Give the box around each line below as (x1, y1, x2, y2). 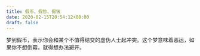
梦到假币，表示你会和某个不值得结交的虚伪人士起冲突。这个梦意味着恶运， (6, 37, 189, 44)
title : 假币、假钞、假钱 (6, 8, 61, 15)
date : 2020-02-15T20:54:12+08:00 (6, 14, 90, 20)
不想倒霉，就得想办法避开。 (16, 44, 85, 51)
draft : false (6, 19, 39, 25)
